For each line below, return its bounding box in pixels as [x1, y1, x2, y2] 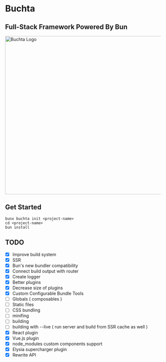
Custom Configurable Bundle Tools [12, 290, 84, 297]
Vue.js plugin [12, 335, 40, 341]
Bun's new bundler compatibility [12, 263, 78, 269]
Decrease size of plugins [12, 285, 63, 291]
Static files [12, 302, 34, 308]
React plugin [12, 329, 38, 335]
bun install [5, 225, 30, 230]
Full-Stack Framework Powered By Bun [5, 23, 127, 31]
